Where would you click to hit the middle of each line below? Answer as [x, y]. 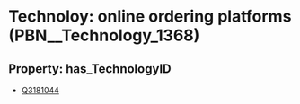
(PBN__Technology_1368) [104, 35]
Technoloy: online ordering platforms [150, 17]
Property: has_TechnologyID [90, 69]
